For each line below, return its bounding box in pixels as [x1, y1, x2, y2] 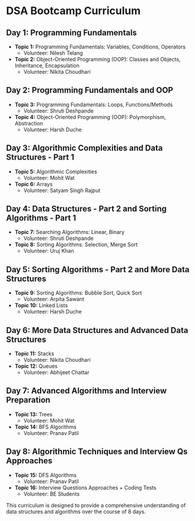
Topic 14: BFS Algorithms [14, 423, 77, 430]
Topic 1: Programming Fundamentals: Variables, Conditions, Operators [14, 43, 186, 50]
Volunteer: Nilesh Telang [23, 50, 84, 57]
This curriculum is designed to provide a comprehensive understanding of [6, 502, 186, 509]
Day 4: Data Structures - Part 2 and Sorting [6, 204, 167, 214]
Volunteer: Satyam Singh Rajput [23, 187, 101, 194]
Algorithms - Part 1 [6, 213, 77, 223]
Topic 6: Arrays [14, 180, 53, 187]
